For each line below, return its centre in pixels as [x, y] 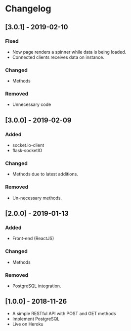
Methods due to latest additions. [45, 174]
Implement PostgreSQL [36, 319]
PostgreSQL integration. [37, 286]
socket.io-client [28, 145]
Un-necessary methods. [37, 198]
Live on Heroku [28, 324]
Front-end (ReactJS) [33, 239]
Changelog [28, 9]
